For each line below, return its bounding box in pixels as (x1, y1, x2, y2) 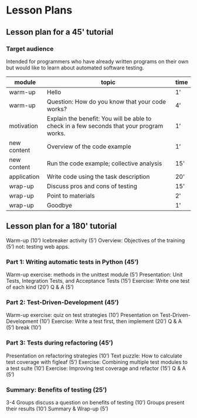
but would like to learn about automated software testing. (6, 64, 144, 71)
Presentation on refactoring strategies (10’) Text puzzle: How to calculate (6, 352, 182, 359)
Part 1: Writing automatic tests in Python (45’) (6, 258, 139, 266)
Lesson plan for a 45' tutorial (6, 27, 114, 37)
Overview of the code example (46, 142, 132, 151)
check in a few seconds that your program (46, 122, 163, 130)
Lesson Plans (6, 4, 73, 17)
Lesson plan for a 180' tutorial (6, 221, 117, 231)
